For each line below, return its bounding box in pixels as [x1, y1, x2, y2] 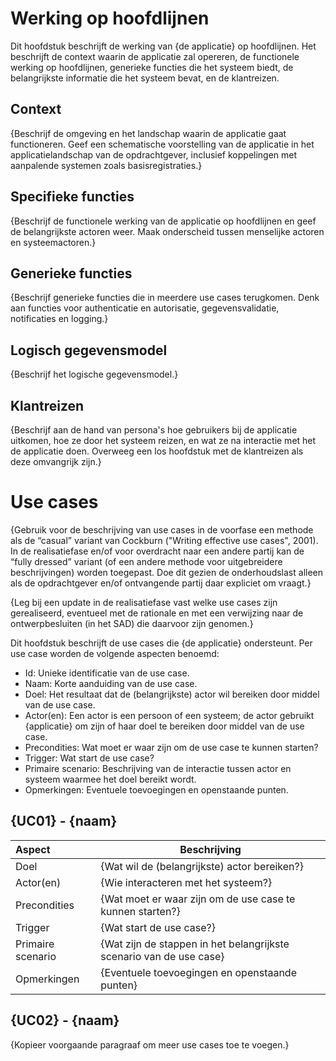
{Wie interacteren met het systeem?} [100, 875, 273, 889]
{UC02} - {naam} [10, 1012, 120, 1029]
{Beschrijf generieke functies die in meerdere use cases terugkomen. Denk [10, 292, 320, 304]
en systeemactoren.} [10, 236, 97, 248]
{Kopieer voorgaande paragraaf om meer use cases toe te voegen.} [10, 1038, 290, 1051]
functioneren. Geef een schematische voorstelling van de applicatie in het [10, 138, 315, 150]
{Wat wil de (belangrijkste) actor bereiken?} [100, 859, 304, 873]
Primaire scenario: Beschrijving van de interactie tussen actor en [24, 762, 292, 774]
